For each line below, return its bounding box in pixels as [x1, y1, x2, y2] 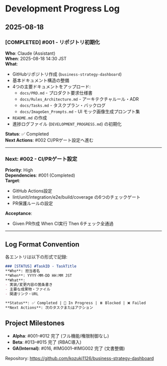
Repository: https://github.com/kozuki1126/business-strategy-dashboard [5, 355, 154, 361]
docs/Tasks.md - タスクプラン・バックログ [19, 102, 106, 108]
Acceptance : [5, 210, 32, 217]
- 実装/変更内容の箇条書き [5, 282, 53, 287]
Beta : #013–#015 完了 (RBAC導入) [12, 339, 82, 345]
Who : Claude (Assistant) [5, 50, 56, 56]
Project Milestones [5, 319, 65, 328]
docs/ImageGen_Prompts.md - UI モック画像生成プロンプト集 [19, 108, 140, 115]
